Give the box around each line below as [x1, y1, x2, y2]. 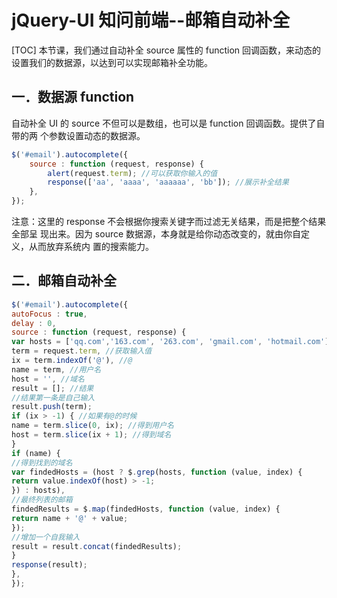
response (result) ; [11, 560, 88, 570]
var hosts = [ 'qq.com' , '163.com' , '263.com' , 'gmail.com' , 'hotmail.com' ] [11, 337, 330, 347]
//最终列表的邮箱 [11, 495, 73, 505]
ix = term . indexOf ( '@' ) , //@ [11, 356, 133, 366]
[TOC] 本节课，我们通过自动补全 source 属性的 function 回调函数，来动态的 [11, 44, 322, 56]
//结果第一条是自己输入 [11, 392, 96, 403]
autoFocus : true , [11, 309, 88, 319]
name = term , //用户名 [11, 364, 102, 375]
